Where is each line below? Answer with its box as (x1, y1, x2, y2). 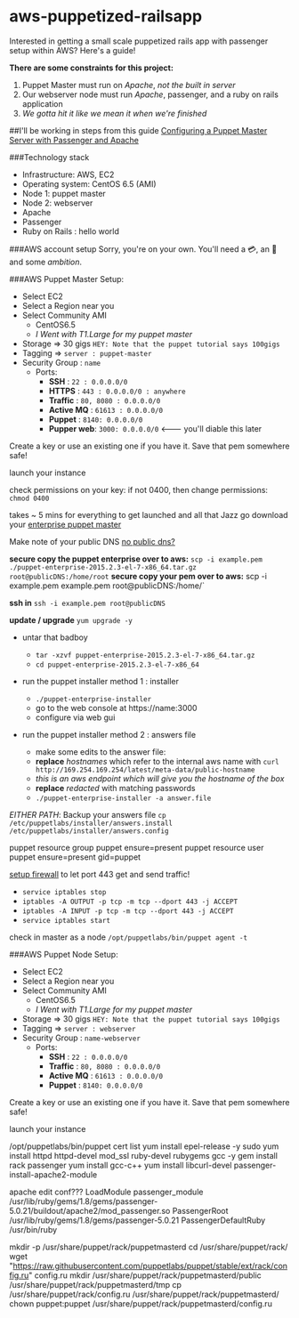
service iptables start (21, 916, 111, 925)
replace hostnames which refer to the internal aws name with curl (35, 756, 279, 766)
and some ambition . (9, 256, 83, 267)
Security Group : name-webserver (21, 1032, 141, 1043)
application (21, 98, 64, 109)
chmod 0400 (9, 494, 50, 503)
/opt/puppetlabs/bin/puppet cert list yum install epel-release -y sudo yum (9, 1141, 279, 1152)
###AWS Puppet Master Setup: (9, 273, 125, 284)
